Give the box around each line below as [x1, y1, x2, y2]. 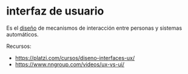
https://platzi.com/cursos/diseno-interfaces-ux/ [15, 54, 135, 61]
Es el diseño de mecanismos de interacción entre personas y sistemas [6, 24, 183, 32]
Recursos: [6, 42, 32, 50]
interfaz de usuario [6, 4, 104, 18]
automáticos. [6, 30, 39, 38]
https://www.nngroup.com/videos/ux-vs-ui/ [15, 61, 125, 68]
